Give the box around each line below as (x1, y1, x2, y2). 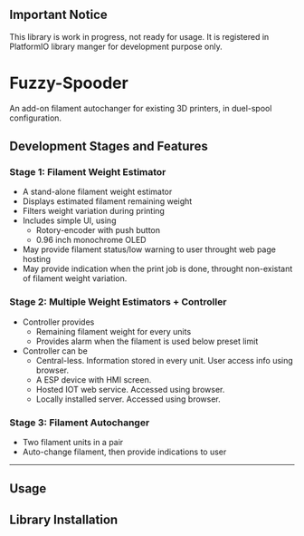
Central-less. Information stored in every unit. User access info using (35, 355, 294, 365)
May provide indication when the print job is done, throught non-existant (22, 263, 293, 275)
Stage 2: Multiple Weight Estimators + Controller (9, 296, 227, 308)
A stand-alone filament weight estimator (22, 186, 173, 198)
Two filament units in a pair (22, 437, 124, 448)
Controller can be (22, 345, 88, 356)
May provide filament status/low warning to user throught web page (22, 244, 276, 255)
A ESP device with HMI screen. (35, 374, 152, 385)
